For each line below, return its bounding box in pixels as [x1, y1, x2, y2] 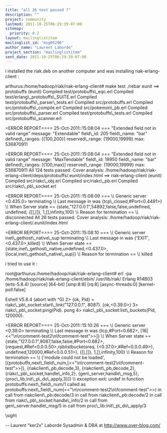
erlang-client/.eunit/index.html [5, 220, 68, 226]
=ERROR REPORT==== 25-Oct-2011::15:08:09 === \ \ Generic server [5, 193, 147, 199]
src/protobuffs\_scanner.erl [5, 116, 62, 122]
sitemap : [5, 26, 24, 31]
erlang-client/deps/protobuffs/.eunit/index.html [5, 173, 103, 179]
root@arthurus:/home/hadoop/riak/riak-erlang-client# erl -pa [5, 270, 132, 277]
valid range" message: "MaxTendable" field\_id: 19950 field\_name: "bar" [5, 156, 157, 163]
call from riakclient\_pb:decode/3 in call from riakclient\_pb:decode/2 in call [5, 392, 162, 398]
